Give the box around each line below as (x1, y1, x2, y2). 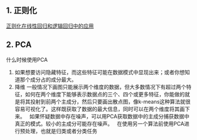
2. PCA (6, 40, 32, 50)
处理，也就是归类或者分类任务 (25, 127, 98, 134)
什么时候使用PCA (6, 56, 48, 63)
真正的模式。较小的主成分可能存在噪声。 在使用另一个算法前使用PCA (14, 120, 185, 127)
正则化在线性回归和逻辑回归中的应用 (6, 22, 94, 29)
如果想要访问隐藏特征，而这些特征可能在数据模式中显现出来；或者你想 (14, 68, 185, 75)
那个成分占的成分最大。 (19, 76, 77, 83)
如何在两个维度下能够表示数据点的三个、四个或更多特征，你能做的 (25, 91, 185, 98)
